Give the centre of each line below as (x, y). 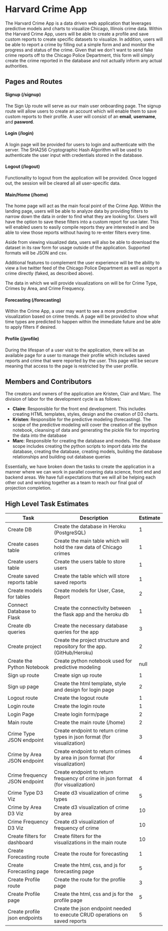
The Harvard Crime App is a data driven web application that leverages (78, 23)
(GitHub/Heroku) (74, 653)
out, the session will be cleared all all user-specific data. (63, 183)
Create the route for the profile (90, 880)
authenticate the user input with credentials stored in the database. (74, 155)
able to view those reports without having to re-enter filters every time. (78, 233)
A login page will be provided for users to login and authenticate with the (80, 144)
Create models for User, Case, (89, 591)
